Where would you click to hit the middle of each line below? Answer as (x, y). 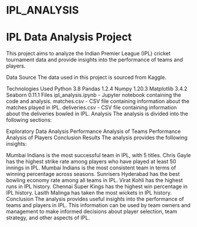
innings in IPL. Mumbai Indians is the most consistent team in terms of (91, 168)
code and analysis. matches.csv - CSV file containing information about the (98, 101)
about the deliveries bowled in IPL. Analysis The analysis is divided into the (97, 114)
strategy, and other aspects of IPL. (48, 218)
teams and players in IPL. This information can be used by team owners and (98, 205)
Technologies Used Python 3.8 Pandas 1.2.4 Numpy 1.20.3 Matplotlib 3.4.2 (97, 89)
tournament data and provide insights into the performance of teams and (95, 60)
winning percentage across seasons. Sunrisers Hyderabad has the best (93, 174)
